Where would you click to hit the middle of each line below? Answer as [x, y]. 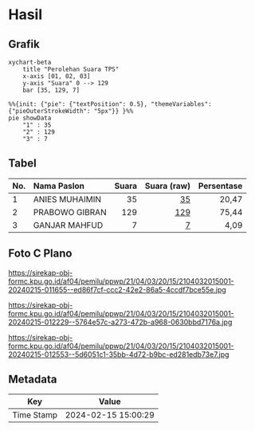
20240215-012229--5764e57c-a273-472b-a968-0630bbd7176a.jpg [120, 322]
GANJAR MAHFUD [68, 225]
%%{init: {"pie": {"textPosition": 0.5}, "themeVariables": [110, 104]
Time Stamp [35, 415]
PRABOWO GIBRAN [70, 212]
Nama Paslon [59, 186]
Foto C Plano [40, 254]
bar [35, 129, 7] [51, 90]
